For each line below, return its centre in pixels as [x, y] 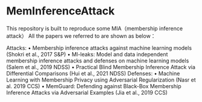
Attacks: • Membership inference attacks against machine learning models [99, 48]
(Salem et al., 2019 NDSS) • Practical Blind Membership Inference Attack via [101, 67]
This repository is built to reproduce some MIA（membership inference [94, 28]
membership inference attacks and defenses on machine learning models [98, 61]
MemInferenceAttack [61, 11]
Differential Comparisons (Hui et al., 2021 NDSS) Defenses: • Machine [93, 73]
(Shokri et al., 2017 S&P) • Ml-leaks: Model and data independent [87, 54]
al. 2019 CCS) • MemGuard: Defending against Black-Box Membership [94, 86]
